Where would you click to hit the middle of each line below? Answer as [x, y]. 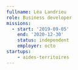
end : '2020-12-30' [41, 35]
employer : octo [37, 46]
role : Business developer [39, 18]
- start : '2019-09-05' [41, 29]
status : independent [43, 40]
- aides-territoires [43, 57]
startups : [19, 52]
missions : [19, 23]
